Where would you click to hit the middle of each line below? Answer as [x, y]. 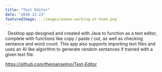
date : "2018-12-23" [25, 14]
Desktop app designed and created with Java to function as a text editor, [82, 33]
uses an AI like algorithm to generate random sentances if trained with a [79, 49]
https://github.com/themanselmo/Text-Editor [51, 64]
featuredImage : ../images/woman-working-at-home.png [61, 19]
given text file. [20, 54]
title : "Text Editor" [28, 10]
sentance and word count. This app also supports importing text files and [81, 44]
